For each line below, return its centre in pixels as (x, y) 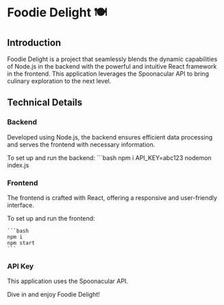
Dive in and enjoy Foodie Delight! (54, 295)
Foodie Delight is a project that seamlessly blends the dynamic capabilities (112, 59)
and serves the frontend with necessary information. (81, 144)
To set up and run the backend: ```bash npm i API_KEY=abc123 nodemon (110, 157)
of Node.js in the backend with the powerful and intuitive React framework (112, 66)
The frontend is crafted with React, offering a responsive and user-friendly (112, 197)
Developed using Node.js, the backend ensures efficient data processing (110, 137)
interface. (21, 205)
